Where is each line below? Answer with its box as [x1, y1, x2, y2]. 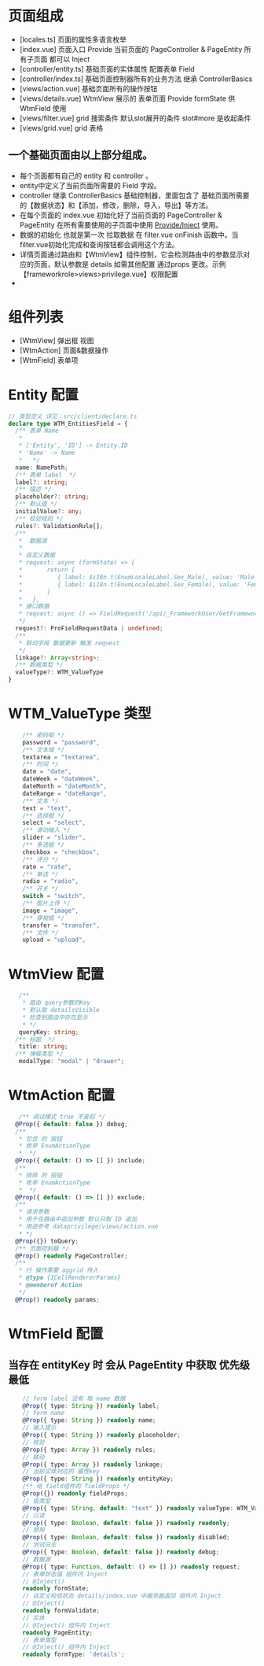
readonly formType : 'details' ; [22, 1650, 125, 1659]
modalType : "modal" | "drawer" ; [18, 1058, 125, 1066]
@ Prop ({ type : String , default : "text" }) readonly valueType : [22, 1504, 234, 1512]
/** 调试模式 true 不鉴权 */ [18, 1113, 106, 1121]
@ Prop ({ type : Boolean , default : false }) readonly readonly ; [22, 1519, 230, 1527]
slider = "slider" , [22, 833, 86, 842]
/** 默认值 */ [15, 501, 58, 508]
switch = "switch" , [22, 892, 86, 900]
